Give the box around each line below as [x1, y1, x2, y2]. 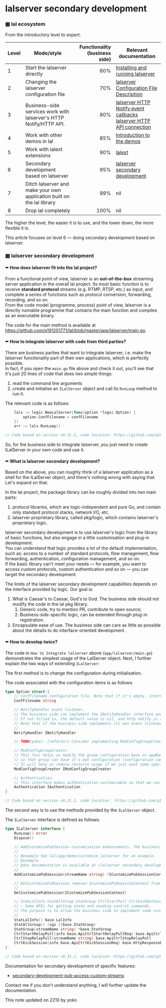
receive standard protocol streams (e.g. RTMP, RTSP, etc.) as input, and [5, 286, 153, 292]
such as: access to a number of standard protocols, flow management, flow [5, 550, 159, 557]
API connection [116, 124, 152, 131]
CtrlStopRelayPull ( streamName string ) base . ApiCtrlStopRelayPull [14, 936, 152, 941]
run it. [12, 390, 25, 396]
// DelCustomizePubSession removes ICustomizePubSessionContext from [14, 881, 161, 886]
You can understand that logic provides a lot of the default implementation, [5, 545, 158, 551]
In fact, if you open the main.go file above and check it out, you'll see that [5, 365, 154, 371]
